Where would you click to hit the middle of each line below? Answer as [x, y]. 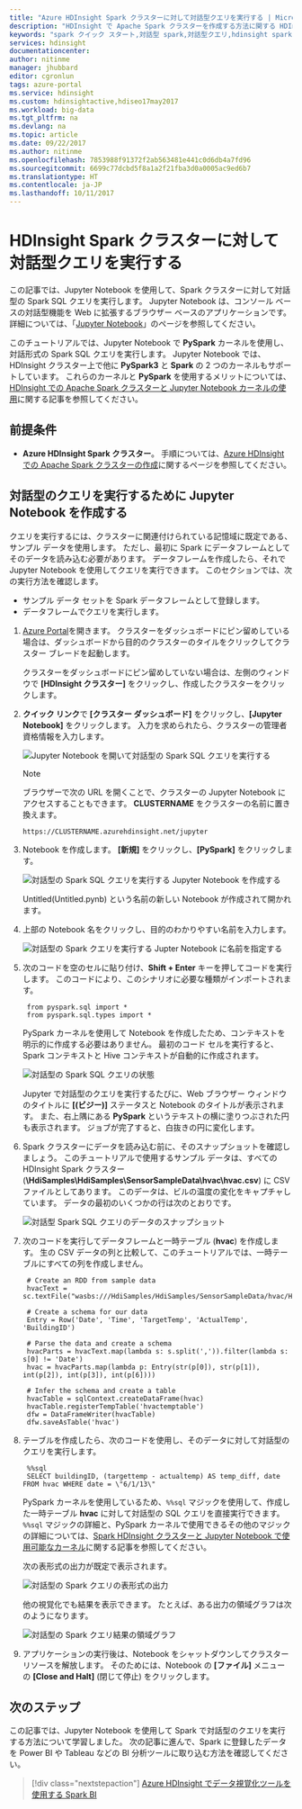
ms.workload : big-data [52, 110]
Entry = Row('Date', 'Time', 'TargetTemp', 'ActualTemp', [138, 1319]
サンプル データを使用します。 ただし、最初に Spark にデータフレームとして [150, 547]
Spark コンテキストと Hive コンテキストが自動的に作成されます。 [142, 1055]
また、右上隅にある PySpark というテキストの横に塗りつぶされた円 [164, 1116]
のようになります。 [58, 1615]
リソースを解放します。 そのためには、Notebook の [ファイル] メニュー [154, 1665]
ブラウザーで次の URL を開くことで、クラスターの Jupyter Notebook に [154, 792]
